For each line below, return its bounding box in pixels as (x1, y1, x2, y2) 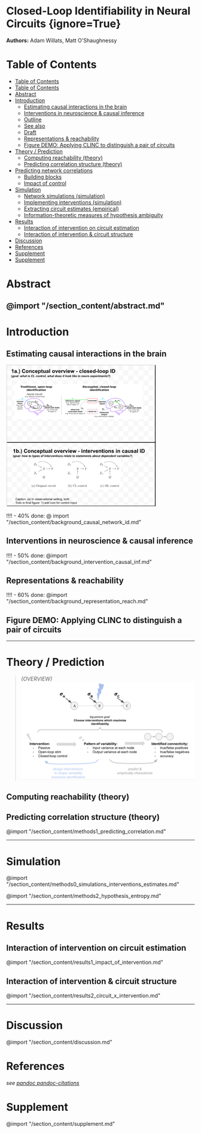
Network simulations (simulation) (23, 192, 105, 199)
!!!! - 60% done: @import (6, 591, 68, 599)
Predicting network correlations (14, 167, 93, 174)
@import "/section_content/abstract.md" (6, 301, 165, 311)
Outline (23, 116, 42, 123)
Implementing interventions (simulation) (23, 199, 122, 206)
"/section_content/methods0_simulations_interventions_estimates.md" (6, 880, 179, 888)
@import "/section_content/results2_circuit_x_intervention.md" (6, 992, 161, 999)
